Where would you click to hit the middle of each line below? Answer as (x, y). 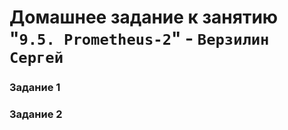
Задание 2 (36, 114)
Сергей (36, 58)
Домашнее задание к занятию (144, 17)
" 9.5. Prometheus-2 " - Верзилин (139, 38)
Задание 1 (35, 88)
